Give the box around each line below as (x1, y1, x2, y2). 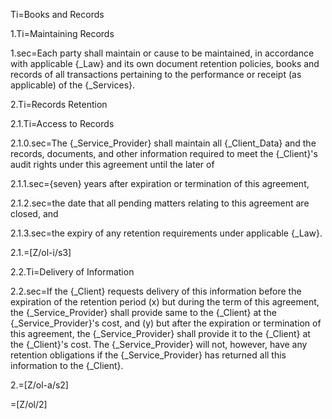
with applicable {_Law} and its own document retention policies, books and (10, 58, 320, 69)
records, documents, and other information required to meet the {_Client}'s (10, 148, 318, 159)
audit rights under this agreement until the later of (10, 159, 215, 170)
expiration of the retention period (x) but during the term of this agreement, (10, 296, 320, 308)
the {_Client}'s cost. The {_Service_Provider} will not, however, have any (10, 339, 308, 350)
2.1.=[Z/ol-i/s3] (10, 247, 72, 258)
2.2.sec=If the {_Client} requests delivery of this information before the (10, 285, 302, 297)
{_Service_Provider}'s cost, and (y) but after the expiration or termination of (10, 317, 322, 329)
